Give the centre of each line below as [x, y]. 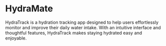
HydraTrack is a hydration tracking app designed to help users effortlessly [82, 22]
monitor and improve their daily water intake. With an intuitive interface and [83, 27]
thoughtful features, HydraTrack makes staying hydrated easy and [74, 33]
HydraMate [29, 9]
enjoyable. [16, 38]
